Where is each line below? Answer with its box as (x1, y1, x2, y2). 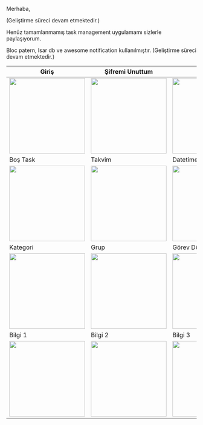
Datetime (172, 155, 198, 164)
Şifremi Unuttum (105, 68, 153, 76)
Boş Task (9, 155, 36, 164)
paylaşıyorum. (6, 35, 42, 42)
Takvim (91, 155, 112, 164)
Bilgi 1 (9, 331, 27, 339)
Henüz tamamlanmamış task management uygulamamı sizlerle (6, 28, 162, 36)
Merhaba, (6, 5, 31, 12)
